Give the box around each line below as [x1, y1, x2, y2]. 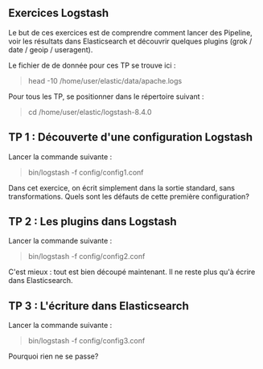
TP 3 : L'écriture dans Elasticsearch [8, 299, 189, 313]
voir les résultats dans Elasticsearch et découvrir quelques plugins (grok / [8, 36, 253, 46]
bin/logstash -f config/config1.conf [27, 167, 144, 177]
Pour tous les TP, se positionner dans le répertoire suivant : [8, 92, 204, 101]
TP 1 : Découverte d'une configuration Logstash [8, 130, 253, 144]
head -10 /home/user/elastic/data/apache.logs [27, 76, 183, 85]
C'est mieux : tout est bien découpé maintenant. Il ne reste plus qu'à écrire [8, 267, 256, 277]
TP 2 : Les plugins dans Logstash [8, 215, 177, 228]
